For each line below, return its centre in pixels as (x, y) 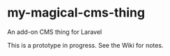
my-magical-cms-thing (76, 13)
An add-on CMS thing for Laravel (55, 32)
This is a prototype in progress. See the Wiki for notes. (85, 45)
